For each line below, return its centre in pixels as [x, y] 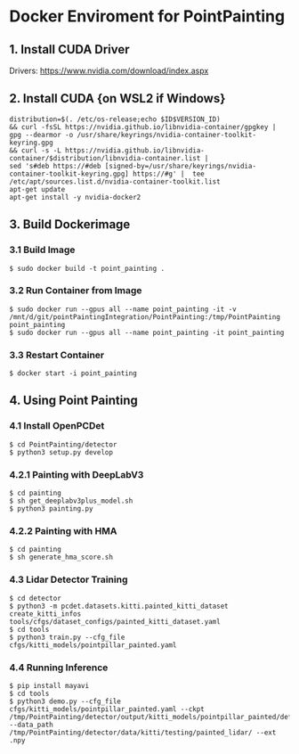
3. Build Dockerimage [70, 225]
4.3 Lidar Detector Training [69, 579]
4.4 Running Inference [59, 668]
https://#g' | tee [168, 174]
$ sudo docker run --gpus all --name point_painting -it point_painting [147, 332]
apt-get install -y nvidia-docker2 [75, 197]
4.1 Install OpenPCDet [57, 426]
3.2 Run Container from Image [76, 291]
